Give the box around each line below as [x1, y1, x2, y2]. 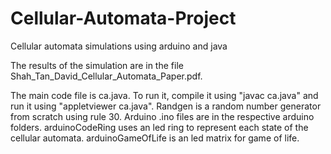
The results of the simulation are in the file [10, 59, 184, 71]
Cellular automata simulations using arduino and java [10, 40, 228, 52]
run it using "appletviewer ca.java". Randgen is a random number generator [10, 100, 322, 112]
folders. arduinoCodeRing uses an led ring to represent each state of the [10, 121, 309, 133]
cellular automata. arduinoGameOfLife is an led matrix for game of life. [10, 132, 300, 144]
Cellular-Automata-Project [10, 7, 237, 30]
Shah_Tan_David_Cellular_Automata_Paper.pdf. [10, 70, 203, 82]
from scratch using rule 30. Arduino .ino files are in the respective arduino [10, 110, 315, 122]
